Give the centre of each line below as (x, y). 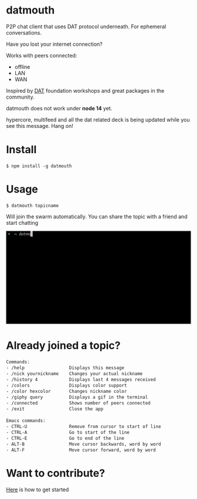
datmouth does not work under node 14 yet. (59, 108)
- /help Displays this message (65, 367)
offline (22, 67)
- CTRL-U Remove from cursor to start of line (84, 426)
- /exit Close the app (55, 409)
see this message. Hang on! (40, 126)
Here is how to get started (38, 489)
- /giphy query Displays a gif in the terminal (77, 397)
